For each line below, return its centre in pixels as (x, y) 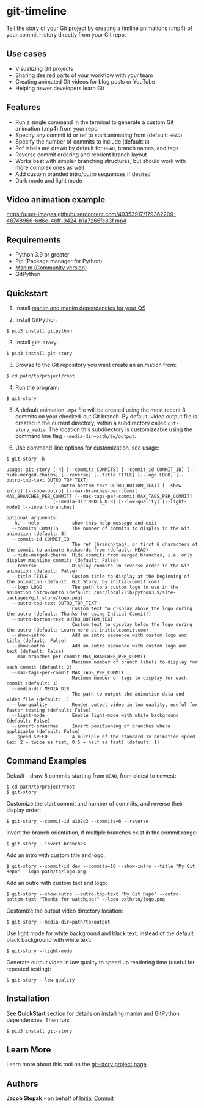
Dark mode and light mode (49, 180)
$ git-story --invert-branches (46, 844)
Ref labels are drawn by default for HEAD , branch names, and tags (97, 148)
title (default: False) (37, 641)
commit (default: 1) (33, 683)
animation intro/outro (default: (49, 592)
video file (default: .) (38, 699)
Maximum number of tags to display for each (129, 678)
